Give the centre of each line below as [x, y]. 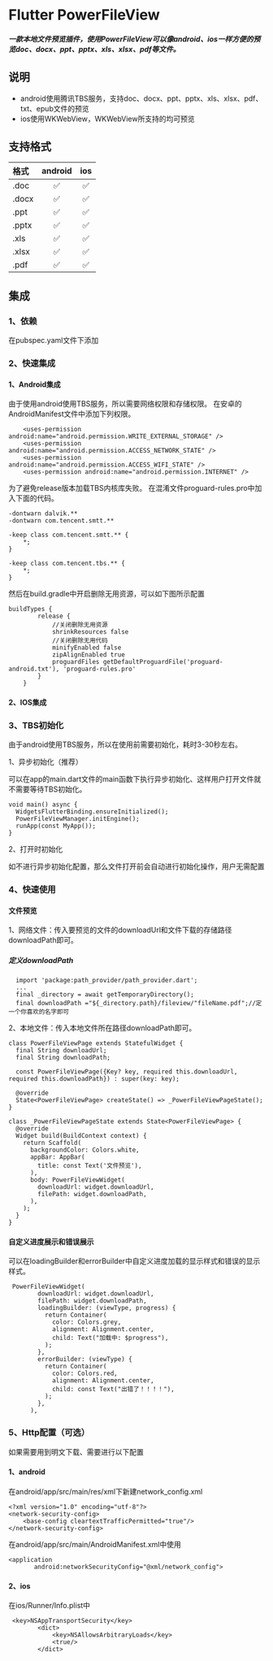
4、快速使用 [32, 890]
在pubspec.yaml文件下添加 [54, 340]
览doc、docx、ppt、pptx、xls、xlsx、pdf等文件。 [94, 49]
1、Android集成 [35, 384]
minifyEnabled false [87, 648]
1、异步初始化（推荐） [45, 762]
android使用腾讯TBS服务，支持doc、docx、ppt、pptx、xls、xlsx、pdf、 [141, 98]
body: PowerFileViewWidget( [78, 1180]
